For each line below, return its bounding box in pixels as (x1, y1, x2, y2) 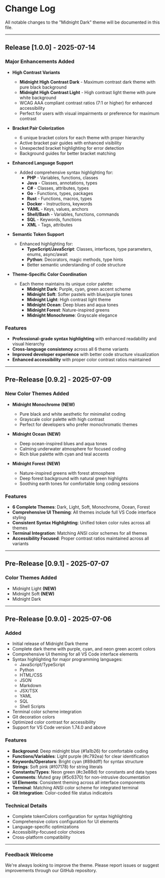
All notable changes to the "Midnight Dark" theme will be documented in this (5, 19, 160, 25)
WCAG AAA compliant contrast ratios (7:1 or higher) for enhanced (19, 99, 152, 106)
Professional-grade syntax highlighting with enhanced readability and (12, 335, 157, 341)
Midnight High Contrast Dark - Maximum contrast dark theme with (19, 79, 156, 85)
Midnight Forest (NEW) (12, 460, 60, 466)
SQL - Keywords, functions (27, 216, 82, 222)
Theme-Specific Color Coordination (12, 271, 87, 277)
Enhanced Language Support (12, 160, 74, 165)
